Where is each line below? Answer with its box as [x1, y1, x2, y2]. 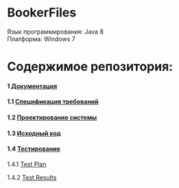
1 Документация [7, 82, 58, 90]
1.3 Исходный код [7, 129, 61, 137]
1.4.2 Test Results [7, 173, 57, 181]
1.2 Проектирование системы [7, 113, 97, 121]
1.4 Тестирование [7, 145, 60, 153]
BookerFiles [7, 5, 77, 21]
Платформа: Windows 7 [7, 34, 75, 43]
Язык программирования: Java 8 [7, 27, 104, 36]
